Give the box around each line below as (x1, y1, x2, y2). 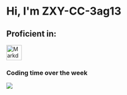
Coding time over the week (6, 68, 88, 77)
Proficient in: (6, 29, 57, 39)
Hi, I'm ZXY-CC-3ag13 (6, 4, 122, 18)
